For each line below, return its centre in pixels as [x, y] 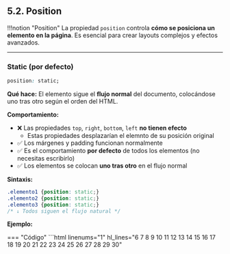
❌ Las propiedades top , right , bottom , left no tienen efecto [102, 128]
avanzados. [23, 42]
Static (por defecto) [40, 67]
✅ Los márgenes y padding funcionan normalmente [90, 143]
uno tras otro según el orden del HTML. [63, 101]
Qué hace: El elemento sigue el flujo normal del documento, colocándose [111, 94]
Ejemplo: [20, 224]
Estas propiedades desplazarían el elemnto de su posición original [120, 135]
